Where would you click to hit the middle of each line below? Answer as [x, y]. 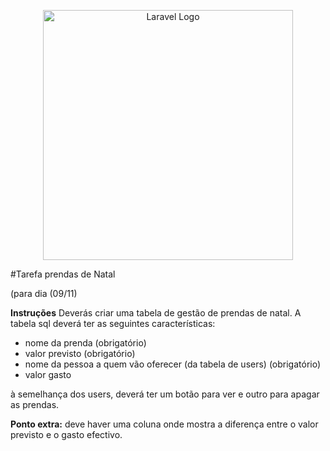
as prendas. [35, 404]
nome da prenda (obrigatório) [85, 343]
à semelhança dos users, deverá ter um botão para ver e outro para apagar [165, 394]
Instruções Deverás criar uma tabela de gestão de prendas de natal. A [156, 313]
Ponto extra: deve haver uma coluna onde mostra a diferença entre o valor [164, 424]
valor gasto [48, 374]
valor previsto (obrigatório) [80, 353]
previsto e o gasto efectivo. [66, 434]
